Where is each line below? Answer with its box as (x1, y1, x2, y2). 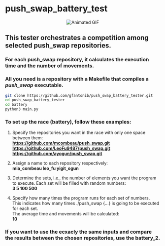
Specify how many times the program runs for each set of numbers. (12, 195, 150, 201)
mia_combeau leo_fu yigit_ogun (12, 165, 79, 171)
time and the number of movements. (5, 62, 95, 69)
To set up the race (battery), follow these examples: (5, 118, 132, 125)
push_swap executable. (5, 82, 64, 89)
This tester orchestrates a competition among (5, 34, 149, 42)
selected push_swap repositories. (5, 41, 112, 50)
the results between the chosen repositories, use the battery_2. (5, 235, 160, 242)
